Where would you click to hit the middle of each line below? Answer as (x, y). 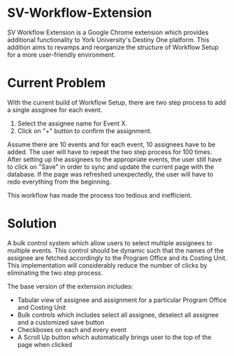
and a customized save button (61, 322)
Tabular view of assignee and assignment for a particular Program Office (122, 300)
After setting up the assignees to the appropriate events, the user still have (115, 159)
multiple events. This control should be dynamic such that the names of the (116, 250)
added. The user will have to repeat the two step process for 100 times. (110, 151)
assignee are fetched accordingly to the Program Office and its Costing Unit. (117, 258)
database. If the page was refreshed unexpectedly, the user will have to (110, 174)
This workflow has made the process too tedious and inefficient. (100, 195)
